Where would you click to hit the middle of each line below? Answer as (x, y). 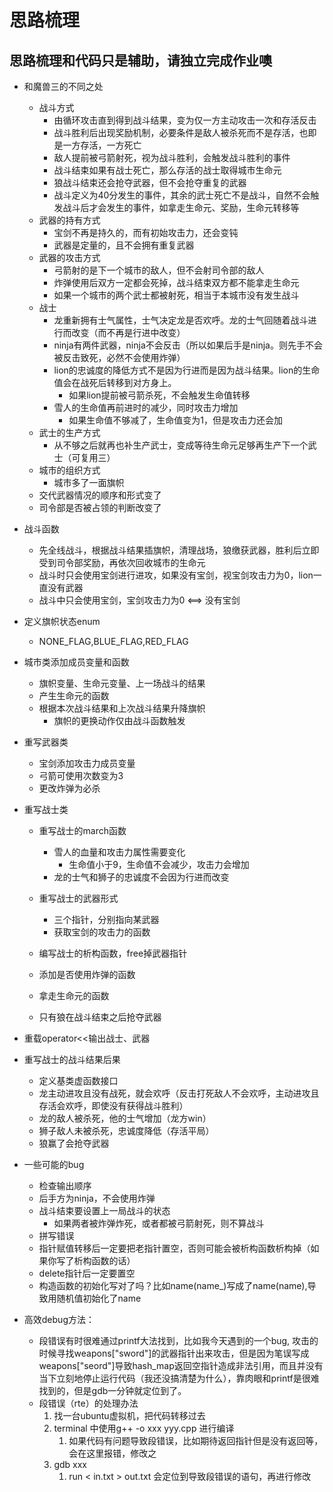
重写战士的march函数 (82, 830)
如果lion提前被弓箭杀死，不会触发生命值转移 (159, 395)
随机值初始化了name (99, 1298)
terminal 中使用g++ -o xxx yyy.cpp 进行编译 (144, 1428)
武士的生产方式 (69, 432)
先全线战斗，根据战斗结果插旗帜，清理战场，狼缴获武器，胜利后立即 (179, 550)
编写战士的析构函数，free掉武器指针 (113, 953)
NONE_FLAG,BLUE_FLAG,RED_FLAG (113, 641)
